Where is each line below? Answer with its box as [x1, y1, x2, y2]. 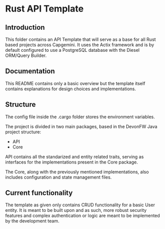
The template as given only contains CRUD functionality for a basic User [5, 202, 155, 208]
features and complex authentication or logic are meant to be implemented [5, 212, 160, 219]
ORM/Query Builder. [5, 52, 47, 58]
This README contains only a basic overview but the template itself [5, 80, 145, 86]
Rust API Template [5, 3, 84, 15]
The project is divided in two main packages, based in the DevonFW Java [5, 123, 157, 129]
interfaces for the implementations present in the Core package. [5, 159, 138, 165]
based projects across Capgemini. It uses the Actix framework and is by [5, 42, 154, 48]
